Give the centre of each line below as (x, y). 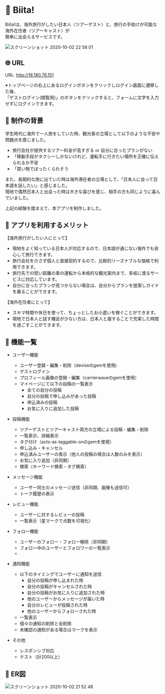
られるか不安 (25, 162)
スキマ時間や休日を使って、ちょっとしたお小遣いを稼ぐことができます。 (85, 312)
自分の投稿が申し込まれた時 (55, 580)
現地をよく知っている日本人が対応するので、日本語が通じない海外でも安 (85, 248)
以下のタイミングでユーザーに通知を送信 (61, 574)
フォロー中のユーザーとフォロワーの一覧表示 (65, 548)
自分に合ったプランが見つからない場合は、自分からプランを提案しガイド (85, 285)
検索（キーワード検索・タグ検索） (54, 466)
